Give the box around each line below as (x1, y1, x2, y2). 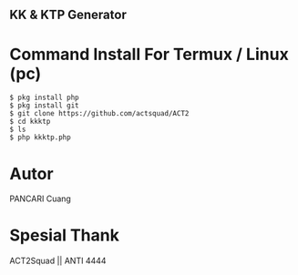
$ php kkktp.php (9, 133, 71, 142)
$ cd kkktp (9, 117, 51, 127)
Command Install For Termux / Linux (9, 44, 289, 65)
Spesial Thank (9, 225, 120, 246)
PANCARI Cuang (9, 193, 71, 204)
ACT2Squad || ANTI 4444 (9, 255, 107, 267)
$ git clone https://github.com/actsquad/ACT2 (9, 109, 190, 118)
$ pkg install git (9, 101, 79, 110)
